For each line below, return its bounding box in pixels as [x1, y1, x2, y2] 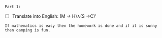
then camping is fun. [5, 28, 51, 33]
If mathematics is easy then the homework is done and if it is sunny [5, 23, 157, 28]
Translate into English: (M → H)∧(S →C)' [12, 13, 97, 19]
